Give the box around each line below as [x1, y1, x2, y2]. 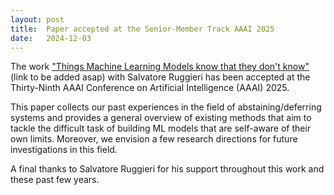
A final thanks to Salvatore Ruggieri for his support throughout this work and [10, 163, 325, 175]
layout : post [10, 14, 65, 25]
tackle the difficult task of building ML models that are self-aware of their [10, 122, 312, 135]
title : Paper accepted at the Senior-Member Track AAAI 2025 [10, 24, 275, 34]
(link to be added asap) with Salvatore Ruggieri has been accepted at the [10, 71, 311, 83]
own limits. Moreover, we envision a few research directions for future [10, 133, 298, 145]
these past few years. [10, 174, 100, 186]
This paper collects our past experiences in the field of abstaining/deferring [10, 101, 322, 113]
